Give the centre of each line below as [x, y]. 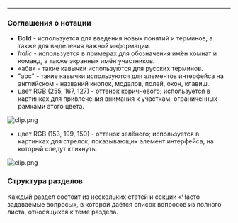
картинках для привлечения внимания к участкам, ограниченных [118, 99]
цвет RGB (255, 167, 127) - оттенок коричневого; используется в [114, 91]
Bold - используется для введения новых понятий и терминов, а [115, 38]
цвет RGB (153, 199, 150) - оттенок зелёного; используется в [108, 134]
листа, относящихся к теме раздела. [63, 212]
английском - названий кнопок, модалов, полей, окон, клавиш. [113, 84]
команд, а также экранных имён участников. [86, 61]
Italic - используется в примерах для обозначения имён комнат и [117, 53]
